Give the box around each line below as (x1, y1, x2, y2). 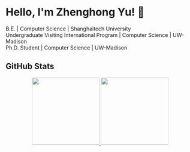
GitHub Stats (5, 61, 55, 72)
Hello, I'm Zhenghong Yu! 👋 (5, 5, 145, 19)
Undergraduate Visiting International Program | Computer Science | (5, 31, 172, 38)
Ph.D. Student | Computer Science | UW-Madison (5, 44, 128, 51)
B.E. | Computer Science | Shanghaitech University (5, 25, 131, 32)
